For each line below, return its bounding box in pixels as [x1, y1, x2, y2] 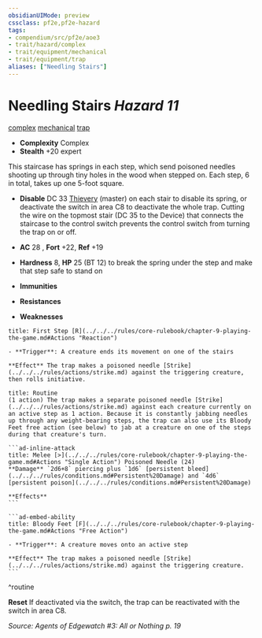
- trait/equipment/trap [8, 56, 87, 64]
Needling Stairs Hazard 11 [8, 96, 179, 114]
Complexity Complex [19, 138, 90, 147]
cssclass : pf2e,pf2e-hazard [8, 19, 101, 27]
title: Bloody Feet [8, 520, 72, 528]
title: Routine [8, 389, 58, 397]
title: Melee [8, 451, 51, 459]
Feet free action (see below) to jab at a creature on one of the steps [8, 423, 252, 432]
